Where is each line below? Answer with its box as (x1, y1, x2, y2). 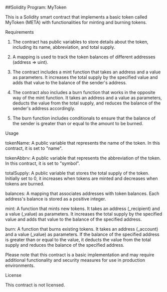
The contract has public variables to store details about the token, (12, 39, 149, 45)
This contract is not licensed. (5, 282, 65, 288)
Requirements (5, 29, 34, 35)
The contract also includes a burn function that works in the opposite (12, 89, 155, 95)
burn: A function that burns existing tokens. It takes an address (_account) (5, 226, 158, 232)
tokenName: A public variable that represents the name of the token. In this (5, 140, 160, 146)
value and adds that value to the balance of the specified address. (5, 216, 142, 222)
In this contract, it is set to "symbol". (5, 160, 80, 166)
